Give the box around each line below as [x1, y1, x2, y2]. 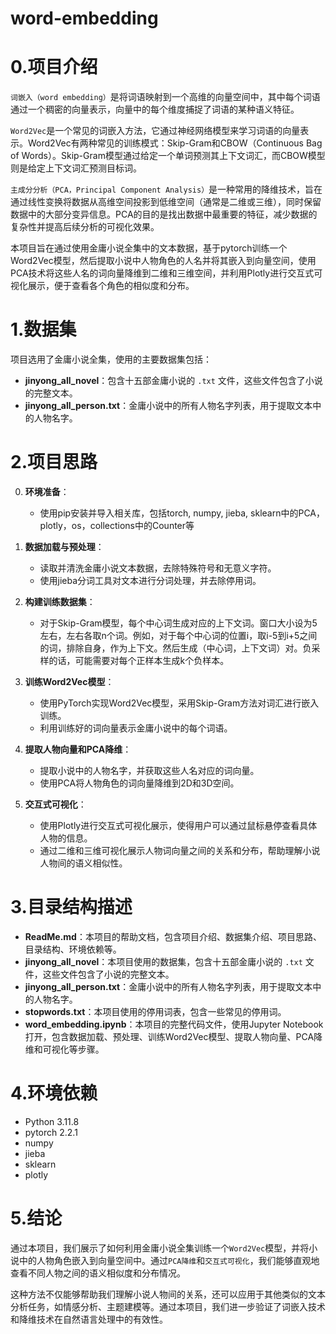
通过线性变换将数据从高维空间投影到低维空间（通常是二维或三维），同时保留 [10, 196, 322, 208]
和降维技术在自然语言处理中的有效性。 [10, 1313, 168, 1325]
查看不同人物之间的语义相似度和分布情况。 [10, 1267, 186, 1279]
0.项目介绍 [10, 56, 98, 79]
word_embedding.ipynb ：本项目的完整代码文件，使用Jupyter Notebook [24, 1018, 324, 1030]
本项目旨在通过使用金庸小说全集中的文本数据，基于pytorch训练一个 [10, 242, 288, 254]
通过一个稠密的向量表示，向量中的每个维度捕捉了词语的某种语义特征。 [10, 103, 300, 116]
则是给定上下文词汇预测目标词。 [10, 162, 142, 174]
